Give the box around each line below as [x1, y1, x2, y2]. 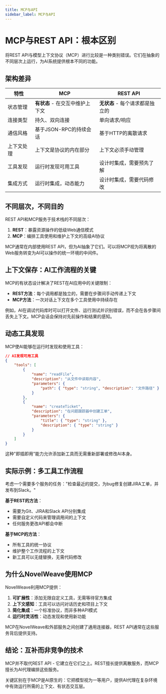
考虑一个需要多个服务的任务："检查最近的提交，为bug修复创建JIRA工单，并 [5, 481, 159, 487]
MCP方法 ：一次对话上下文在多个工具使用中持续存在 [12, 297, 118, 303]
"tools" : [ [14, 363, 37, 368]
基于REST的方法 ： [5, 498, 43, 503]
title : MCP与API [5, 7, 38, 12]
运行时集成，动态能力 [35, 180, 85, 187]
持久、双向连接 [35, 117, 70, 124]
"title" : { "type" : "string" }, [40, 418, 107, 423]
